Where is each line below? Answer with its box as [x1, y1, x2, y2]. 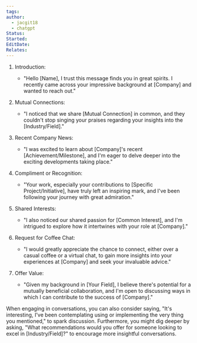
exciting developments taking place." [23, 158, 113, 165]
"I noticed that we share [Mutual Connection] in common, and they [23, 110, 185, 117]
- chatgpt [11, 25, 35, 31]
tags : [6, 8, 19, 15]
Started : [6, 36, 28, 42]
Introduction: [14, 63, 46, 70]
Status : [6, 31, 25, 37]
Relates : [6, 47, 28, 53]
